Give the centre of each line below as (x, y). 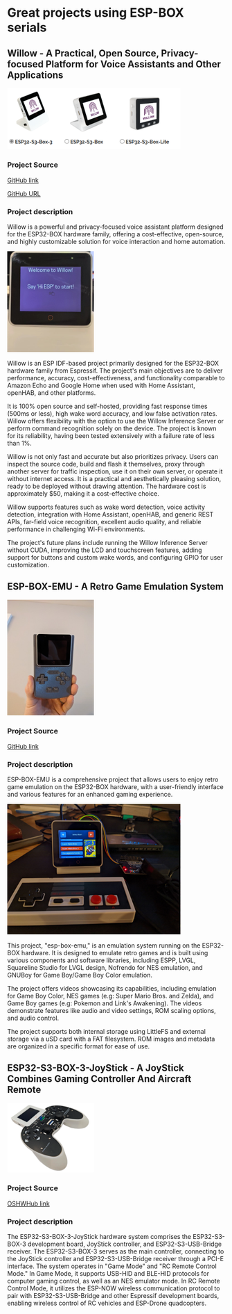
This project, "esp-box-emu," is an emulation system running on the (104, 945)
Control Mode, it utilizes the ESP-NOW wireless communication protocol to (114, 1288)
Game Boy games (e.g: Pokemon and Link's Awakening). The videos (105, 1003)
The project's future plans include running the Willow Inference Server (107, 542)
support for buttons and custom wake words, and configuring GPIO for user (115, 557)
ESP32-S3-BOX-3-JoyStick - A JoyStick (96, 1068)
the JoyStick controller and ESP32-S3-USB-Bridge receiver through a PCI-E (115, 1259)
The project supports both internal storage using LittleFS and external (107, 1031)
